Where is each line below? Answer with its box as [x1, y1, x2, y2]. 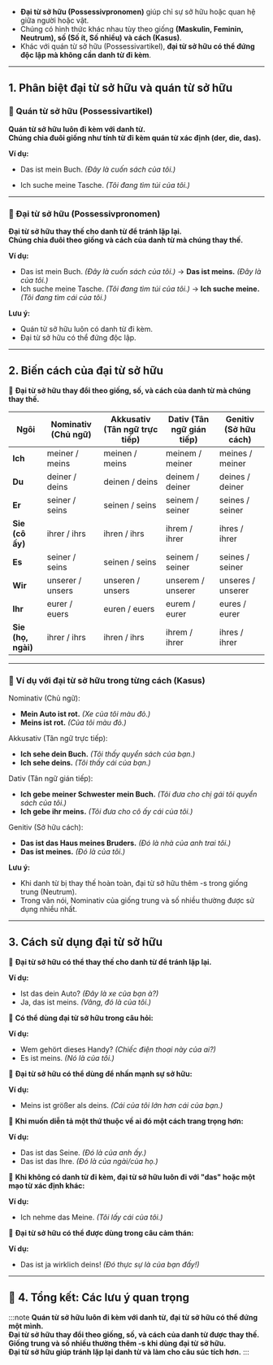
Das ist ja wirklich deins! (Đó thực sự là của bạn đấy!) [19, 1259, 200, 1269]
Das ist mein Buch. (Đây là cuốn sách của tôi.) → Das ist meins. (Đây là [19, 266, 262, 276]
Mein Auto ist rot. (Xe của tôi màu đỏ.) [19, 709, 151, 719]
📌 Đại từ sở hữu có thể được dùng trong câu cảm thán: [8, 1228, 194, 1237]
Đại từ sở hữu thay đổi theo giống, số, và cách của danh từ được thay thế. [8, 1329, 260, 1339]
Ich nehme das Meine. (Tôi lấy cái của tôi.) [19, 1212, 163, 1222]
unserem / [165, 574, 205, 586]
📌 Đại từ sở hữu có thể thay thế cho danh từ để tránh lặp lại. [8, 957, 212, 966]
